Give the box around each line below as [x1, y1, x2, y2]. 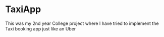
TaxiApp [5, 4, 41, 15]
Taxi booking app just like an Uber [5, 25, 76, 31]
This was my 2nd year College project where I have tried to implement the [5, 20, 159, 26]
